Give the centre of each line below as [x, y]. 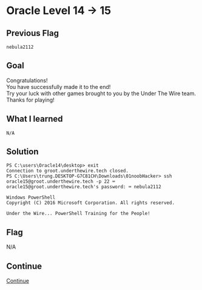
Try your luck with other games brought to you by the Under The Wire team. [101, 93]
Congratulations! [27, 80]
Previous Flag [33, 33]
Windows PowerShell [31, 198]
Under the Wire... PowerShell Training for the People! [78, 214]
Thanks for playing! [30, 100]
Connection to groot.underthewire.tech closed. [68, 171]
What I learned [35, 119]
